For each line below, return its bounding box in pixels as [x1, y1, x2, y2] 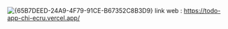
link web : [155, 7, 183, 14]
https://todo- [183, 7, 221, 14]
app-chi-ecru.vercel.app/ [7, 14, 80, 22]
